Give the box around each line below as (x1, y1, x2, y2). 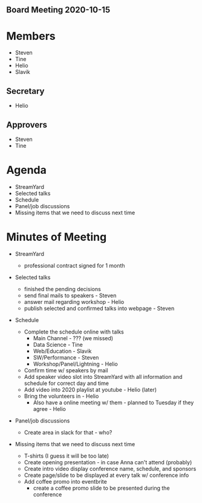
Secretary (6, 86, 45, 96)
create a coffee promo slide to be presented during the (33, 484, 171, 491)
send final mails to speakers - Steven (24, 292, 117, 299)
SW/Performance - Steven (33, 353, 99, 361)
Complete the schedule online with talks (24, 328, 124, 335)
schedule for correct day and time (24, 380, 109, 387)
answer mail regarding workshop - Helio (24, 298, 125, 305)
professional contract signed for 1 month (24, 261, 125, 269)
